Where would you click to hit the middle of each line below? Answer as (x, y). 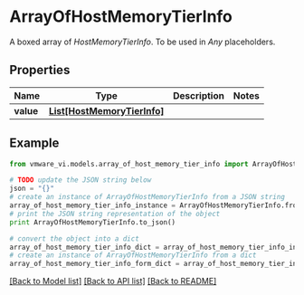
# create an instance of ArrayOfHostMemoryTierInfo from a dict (133, 255)
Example (34, 143)
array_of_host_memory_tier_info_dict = (85, 247)
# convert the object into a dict (75, 238)
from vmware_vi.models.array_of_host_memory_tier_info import (129, 164)
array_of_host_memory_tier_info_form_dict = (95, 264)
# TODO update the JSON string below (81, 180)
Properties (40, 70)
